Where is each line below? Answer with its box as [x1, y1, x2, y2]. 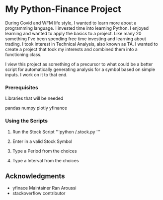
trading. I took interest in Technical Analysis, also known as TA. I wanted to [5, 41, 158, 47]
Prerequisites [5, 84, 38, 91]
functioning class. [5, 51, 42, 58]
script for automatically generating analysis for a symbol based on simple [5, 66, 156, 72]
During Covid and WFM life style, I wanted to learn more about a [5, 20, 137, 26]
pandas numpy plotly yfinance [5, 105, 67, 111]
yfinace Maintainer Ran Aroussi [12, 185, 77, 191]
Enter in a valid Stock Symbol [12, 138, 73, 144]
